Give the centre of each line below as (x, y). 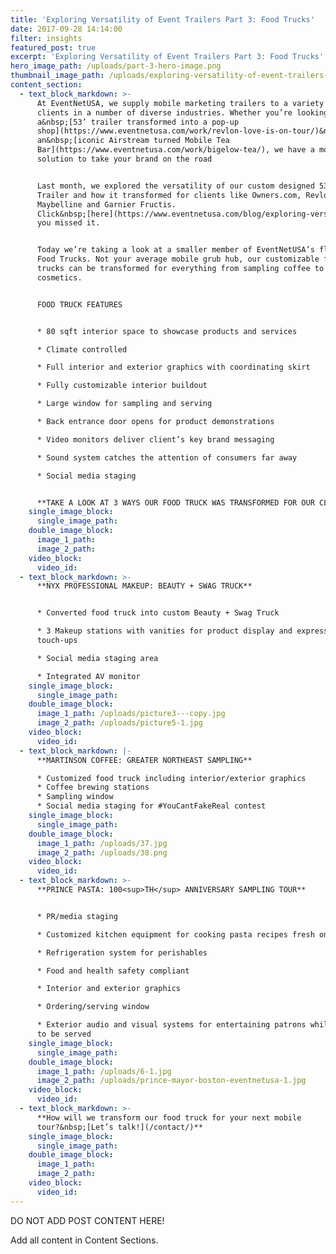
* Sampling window (75, 797)
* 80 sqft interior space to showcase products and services (167, 331)
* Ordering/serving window (93, 1007)
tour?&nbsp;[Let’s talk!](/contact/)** (119, 1127)
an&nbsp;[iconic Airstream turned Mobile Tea (133, 141)
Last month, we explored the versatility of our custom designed (175, 186)
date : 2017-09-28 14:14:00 (66, 29)
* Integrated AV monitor (88, 676)
